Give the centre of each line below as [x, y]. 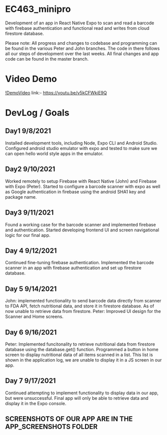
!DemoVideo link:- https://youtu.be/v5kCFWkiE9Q [56, 92]
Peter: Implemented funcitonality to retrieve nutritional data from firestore [80, 344]
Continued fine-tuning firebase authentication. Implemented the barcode [80, 263]
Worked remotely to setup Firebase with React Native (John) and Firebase [81, 181]
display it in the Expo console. [36, 403]
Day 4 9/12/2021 [31, 251]
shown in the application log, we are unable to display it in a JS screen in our [83, 360]
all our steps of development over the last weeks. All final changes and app [82, 54]
